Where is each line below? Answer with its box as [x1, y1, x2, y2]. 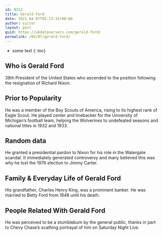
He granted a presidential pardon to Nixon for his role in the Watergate [5, 150, 146, 156]
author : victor [5, 20, 36, 26]
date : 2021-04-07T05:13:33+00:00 [5, 16, 73, 21]
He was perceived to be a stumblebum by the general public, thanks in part [5, 219, 156, 225]
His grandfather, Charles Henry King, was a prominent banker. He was [5, 187, 146, 193]
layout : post [5, 25, 32, 30]
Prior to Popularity [5, 94, 62, 102]
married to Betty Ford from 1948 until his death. [5, 192, 100, 198]
